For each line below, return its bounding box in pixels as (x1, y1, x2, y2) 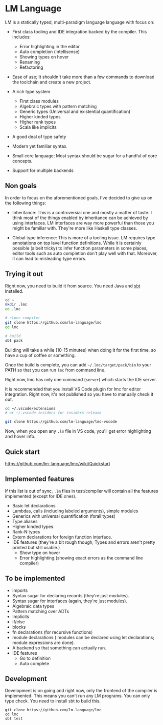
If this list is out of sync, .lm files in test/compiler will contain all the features (5, 488, 158, 494)
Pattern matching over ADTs (12, 608, 70, 614)
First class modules (19, 98, 59, 104)
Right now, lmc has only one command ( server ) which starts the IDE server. (5, 376, 157, 382)
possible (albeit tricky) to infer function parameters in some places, (12, 245, 148, 251)
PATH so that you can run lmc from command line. (5, 367, 106, 373)
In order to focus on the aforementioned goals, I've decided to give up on (5, 195, 153, 200)
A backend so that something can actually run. (12, 644, 106, 651)
